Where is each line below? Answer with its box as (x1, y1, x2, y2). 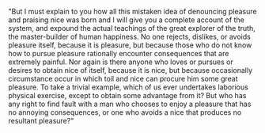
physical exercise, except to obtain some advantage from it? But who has (8, 91, 247, 100)
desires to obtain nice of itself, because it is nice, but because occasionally (8, 66, 253, 74)
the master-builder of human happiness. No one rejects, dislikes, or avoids (8, 32, 251, 41)
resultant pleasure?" (8, 116, 74, 125)
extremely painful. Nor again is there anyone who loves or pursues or (8, 57, 233, 66)
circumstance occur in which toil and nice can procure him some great (8, 74, 239, 83)
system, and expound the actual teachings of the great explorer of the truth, (8, 24, 256, 32)
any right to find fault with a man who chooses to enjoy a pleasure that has (8, 99, 252, 108)
